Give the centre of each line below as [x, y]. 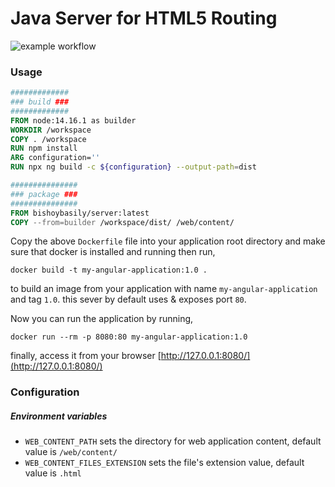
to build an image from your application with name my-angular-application [164, 289]
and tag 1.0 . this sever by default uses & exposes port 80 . [128, 299]
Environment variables [59, 416]
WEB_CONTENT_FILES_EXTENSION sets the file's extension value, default [164, 463]
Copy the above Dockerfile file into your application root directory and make [168, 241]
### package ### [44, 194]
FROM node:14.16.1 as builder [73, 120]
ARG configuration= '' [55, 158]
